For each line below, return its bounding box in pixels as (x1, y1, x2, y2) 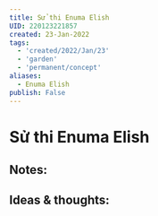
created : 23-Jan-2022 (9, 30, 90, 39)
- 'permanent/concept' (17, 64, 102, 73)
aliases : (9, 72, 42, 81)
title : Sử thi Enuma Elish (9, 13, 110, 22)
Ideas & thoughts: (9, 193, 110, 208)
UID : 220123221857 (9, 22, 78, 30)
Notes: (9, 162, 47, 177)
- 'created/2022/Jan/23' (17, 47, 110, 56)
